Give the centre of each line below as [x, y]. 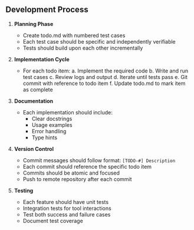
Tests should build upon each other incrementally [83, 48]
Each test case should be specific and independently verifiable [99, 41]
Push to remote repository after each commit [77, 179]
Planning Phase [34, 24]
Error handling [49, 131]
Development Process [47, 10]
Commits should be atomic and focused [71, 173]
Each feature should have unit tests [66, 202]
